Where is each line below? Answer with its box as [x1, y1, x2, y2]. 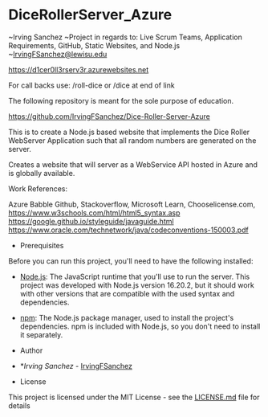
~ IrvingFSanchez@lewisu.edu [8, 49, 108, 59]
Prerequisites [19, 240, 64, 250]
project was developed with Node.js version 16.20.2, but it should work [19, 280, 255, 290]
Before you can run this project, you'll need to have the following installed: [8, 256, 254, 266]
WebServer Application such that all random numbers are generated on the [8, 135, 257, 145]
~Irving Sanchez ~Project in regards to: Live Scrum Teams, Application [8, 32, 242, 42]
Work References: [8, 183, 68, 194]
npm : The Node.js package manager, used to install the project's [19, 313, 234, 322]
